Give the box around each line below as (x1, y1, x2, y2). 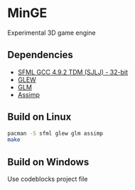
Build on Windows (7, 156, 90, 168)
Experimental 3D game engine (7, 28, 96, 37)
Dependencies (7, 49, 73, 61)
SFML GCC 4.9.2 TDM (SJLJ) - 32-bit (17, 67, 129, 76)
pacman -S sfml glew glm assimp (7, 130, 103, 137)
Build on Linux (7, 111, 72, 123)
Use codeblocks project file (7, 175, 88, 184)
